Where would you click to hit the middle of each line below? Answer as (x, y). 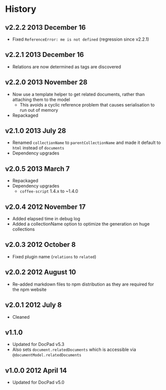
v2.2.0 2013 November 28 (46, 82)
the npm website (29, 289)
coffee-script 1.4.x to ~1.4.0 (49, 191)
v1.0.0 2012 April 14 (36, 370)
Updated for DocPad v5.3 (38, 344)
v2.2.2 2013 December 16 (45, 27)
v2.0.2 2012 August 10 (41, 272)
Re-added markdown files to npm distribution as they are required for (83, 284)
